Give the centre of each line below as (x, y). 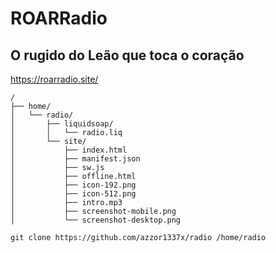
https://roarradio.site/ (54, 79)
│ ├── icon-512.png (73, 194)
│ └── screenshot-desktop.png (96, 220)
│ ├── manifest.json (75, 159)
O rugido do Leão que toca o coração (127, 55)
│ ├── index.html (69, 150)
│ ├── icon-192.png (73, 185)
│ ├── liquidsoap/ (62, 124)
